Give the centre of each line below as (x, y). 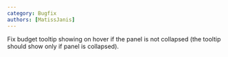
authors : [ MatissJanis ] (41, 20)
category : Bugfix (32, 13)
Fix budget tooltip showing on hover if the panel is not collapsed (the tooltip (114, 39)
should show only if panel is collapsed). (63, 46)
